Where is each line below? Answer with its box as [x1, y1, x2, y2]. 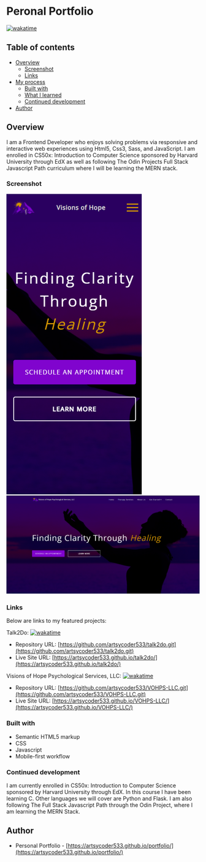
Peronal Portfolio [6, 4, 94, 18]
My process [15, 78, 46, 85]
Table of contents [6, 42, 75, 53]
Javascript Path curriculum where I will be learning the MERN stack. [6, 164, 178, 172]
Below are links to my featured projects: [6, 617, 107, 625]
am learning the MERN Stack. [6, 807, 81, 815]
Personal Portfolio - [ [15, 842, 69, 849]
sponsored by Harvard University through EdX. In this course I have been [6, 788, 191, 795]
